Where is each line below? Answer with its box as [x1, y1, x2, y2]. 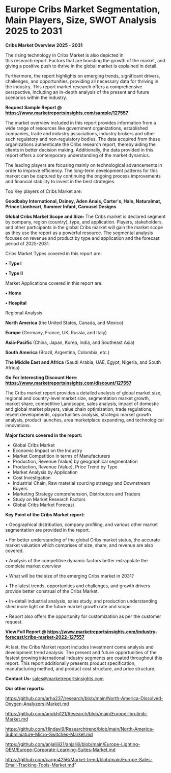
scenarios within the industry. [5, 94, 67, 101]
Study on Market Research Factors [12, 496, 85, 502]
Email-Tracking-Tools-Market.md [5, 762, 75, 768]
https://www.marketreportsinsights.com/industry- [47, 629, 158, 635]
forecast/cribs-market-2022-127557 [5, 634, 85, 640]
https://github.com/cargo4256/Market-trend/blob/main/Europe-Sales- [5, 756, 153, 762]
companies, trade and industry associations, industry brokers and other [5, 130, 155, 136]
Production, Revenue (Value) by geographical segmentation [12, 458, 138, 464]
